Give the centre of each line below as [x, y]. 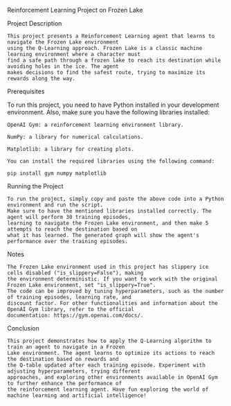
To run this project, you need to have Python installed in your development [113, 105]
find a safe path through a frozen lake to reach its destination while [114, 60]
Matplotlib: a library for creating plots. [71, 149]
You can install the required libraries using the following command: [111, 161]
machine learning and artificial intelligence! [77, 396]
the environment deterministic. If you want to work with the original [112, 279]
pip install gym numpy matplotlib [57, 173]
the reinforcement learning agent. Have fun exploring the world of [108, 389]
